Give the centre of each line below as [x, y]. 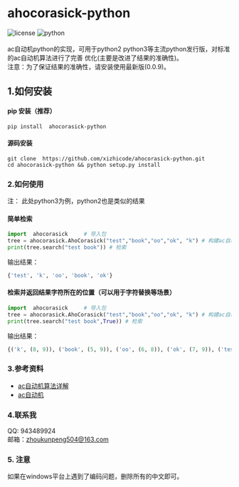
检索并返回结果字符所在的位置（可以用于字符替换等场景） [91, 292]
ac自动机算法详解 [43, 386]
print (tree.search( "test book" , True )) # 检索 [75, 321]
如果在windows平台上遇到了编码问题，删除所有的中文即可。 [95, 476]
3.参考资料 [26, 369]
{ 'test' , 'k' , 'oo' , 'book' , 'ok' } [60, 275]
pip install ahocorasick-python [57, 126]
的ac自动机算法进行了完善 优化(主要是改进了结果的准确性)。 [95, 58]
